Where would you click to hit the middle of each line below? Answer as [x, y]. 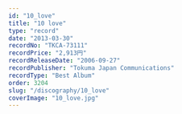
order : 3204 [28, 83]
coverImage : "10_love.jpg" [54, 98]
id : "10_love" [32, 16]
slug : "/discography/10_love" [59, 90]
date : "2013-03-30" [41, 38]
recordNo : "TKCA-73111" [48, 46]
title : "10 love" [37, 23]
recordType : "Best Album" [52, 75]
